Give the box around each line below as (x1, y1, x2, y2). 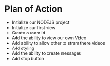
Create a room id (11, 30, 46, 35)
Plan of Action (4, 3, 63, 15)
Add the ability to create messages (11, 50, 81, 56)
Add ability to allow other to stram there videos (11, 40, 105, 46)
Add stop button (11, 55, 44, 61)
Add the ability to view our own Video (11, 35, 87, 41)
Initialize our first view (11, 24, 56, 30)
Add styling (11, 45, 35, 51)
